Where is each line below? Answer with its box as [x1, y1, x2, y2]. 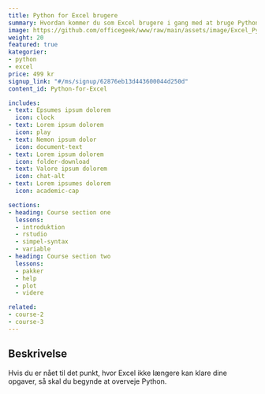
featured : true [8, 41, 58, 49]
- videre [15, 289, 44, 297]
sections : [8, 201, 41, 209]
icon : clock [15, 113, 55, 122]
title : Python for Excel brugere [8, 11, 118, 20]
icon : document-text [15, 143, 83, 151]
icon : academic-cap [15, 187, 80, 195]
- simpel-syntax [15, 238, 69, 246]
